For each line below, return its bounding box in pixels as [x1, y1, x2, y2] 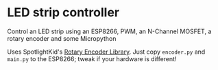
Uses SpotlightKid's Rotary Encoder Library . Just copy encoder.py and [7, 48, 206, 56]
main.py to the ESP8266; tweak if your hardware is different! [7, 54, 177, 63]
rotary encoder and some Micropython [7, 34, 117, 42]
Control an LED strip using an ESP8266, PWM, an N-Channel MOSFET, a [7, 27, 212, 35]
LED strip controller [7, 5, 120, 20]
